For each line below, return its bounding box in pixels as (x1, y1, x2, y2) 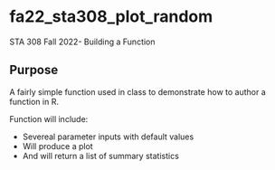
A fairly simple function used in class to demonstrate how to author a (9, 86, 267, 97)
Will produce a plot (22, 140, 93, 151)
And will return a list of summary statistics (22, 150, 179, 161)
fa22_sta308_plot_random (9, 6, 213, 27)
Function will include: (9, 113, 89, 124)
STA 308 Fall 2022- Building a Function (9, 36, 156, 47)
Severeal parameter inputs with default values (22, 131, 194, 142)
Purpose (9, 62, 59, 78)
